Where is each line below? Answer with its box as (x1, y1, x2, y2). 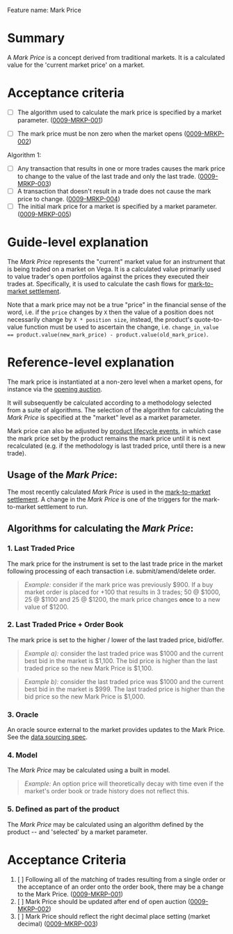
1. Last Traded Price (7, 543, 75, 553)
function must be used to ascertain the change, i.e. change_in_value (24, 323, 219, 332)
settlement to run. (37, 502, 88, 511)
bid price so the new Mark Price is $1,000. (24, 692, 145, 701)
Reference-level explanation (7, 355, 175, 371)
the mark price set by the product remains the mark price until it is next (7, 435, 211, 443)
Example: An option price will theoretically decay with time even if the (24, 779, 224, 788)
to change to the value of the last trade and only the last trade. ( (17, 172, 200, 180)
